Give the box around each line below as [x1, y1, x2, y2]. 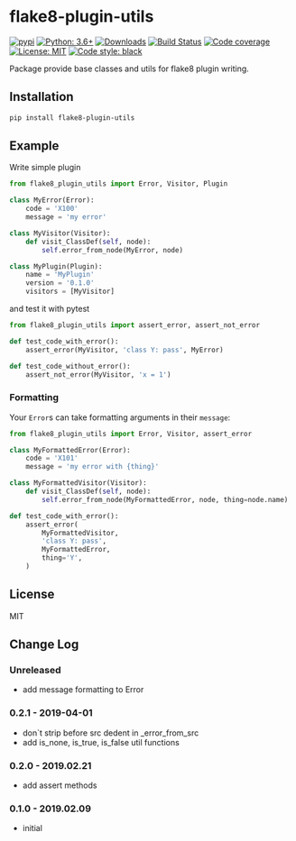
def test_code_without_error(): [9, 361, 131, 370]
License [9, 587, 55, 602]
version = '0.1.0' [25, 279, 95, 288]
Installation [9, 89, 74, 105]
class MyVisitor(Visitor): [9, 228, 111, 238]
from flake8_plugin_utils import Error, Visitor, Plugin [9, 179, 228, 188]
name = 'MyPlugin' [25, 270, 95, 279]
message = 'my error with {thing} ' [25, 462, 160, 471]
